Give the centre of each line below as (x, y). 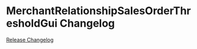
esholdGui (32, 23)
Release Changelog (30, 40)
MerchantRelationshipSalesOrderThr (98, 11)
